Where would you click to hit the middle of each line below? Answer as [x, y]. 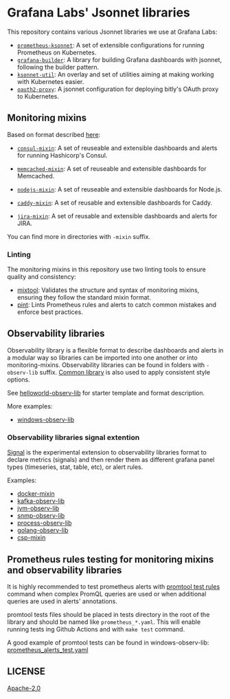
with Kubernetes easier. [50, 81]
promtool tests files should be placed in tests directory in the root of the [108, 614]
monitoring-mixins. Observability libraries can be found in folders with [106, 365]
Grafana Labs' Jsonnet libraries [99, 13]
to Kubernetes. [38, 96]
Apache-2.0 [24, 688]
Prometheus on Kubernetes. [57, 52]
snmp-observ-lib [41, 516]
